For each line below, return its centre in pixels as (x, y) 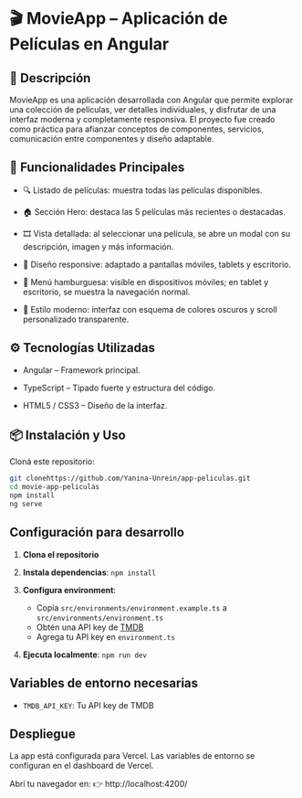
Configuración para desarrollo (97, 532)
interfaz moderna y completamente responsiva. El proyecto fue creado (142, 119)
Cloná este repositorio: (52, 462)
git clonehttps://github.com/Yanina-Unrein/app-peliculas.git (130, 479)
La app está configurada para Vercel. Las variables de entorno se (132, 756)
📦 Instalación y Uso (68, 436)
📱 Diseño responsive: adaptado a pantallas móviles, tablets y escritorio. (157, 264)
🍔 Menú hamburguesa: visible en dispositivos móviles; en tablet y (146, 282)
